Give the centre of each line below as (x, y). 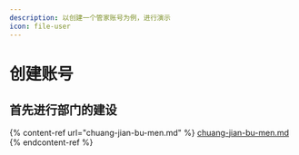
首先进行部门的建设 (63, 110)
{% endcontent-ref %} (51, 142)
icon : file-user (40, 26)
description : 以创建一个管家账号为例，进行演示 (90, 18)
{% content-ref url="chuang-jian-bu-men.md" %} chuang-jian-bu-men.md (149, 132)
